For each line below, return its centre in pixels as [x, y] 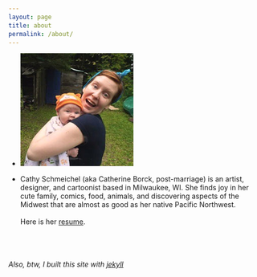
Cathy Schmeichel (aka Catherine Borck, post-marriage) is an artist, [132, 179]
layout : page [30, 17]
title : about [30, 25]
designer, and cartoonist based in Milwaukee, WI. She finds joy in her [134, 188]
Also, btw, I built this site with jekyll [66, 264]
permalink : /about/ [41, 34]
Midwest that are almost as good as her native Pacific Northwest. [128, 205]
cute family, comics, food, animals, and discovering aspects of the [129, 196]
